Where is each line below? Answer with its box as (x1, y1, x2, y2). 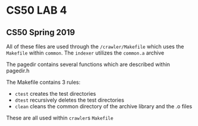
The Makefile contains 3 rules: (6, 78, 81, 86)
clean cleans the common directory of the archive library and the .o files (14, 103, 193, 110)
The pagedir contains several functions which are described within (6, 61, 171, 68)
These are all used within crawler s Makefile (6, 114, 113, 121)
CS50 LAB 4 (6, 4, 67, 17)
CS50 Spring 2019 (6, 27, 76, 37)
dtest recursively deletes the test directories (14, 96, 125, 103)
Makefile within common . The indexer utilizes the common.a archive (6, 49, 165, 56)
